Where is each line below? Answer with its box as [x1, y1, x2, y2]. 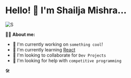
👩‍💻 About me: [5, 31, 36, 37]
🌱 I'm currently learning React [12, 46, 75, 53]
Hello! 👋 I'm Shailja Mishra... [5, 5, 127, 16]
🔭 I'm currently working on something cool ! [12, 41, 103, 47]
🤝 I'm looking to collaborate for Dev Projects [12, 52, 106, 58]
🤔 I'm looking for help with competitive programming [12, 57, 122, 63]
